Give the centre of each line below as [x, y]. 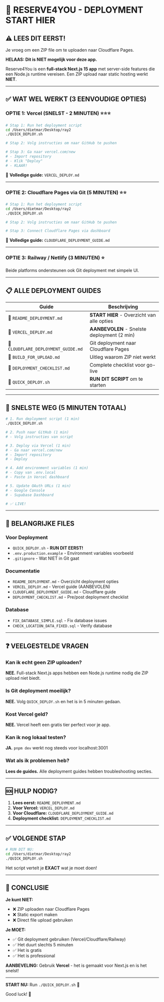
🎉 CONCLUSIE [27, 888]
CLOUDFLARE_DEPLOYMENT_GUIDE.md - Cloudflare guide [64, 592]
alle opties [101, 321]
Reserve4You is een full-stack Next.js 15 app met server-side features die [80, 69]
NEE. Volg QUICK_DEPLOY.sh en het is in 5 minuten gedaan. [63, 701]
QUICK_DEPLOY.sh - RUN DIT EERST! [48, 548]
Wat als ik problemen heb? [37, 761]
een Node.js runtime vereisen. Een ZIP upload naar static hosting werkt [77, 74]
